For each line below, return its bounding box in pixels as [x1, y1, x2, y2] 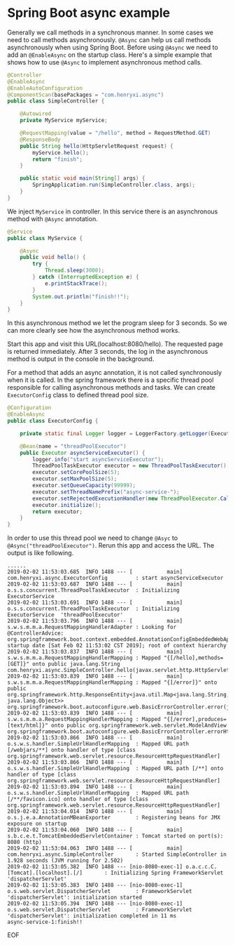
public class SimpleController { [7, 98, 105, 105]
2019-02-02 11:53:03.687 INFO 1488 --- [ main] [7, 581, 183, 588]
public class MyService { [7, 234, 83, 242]
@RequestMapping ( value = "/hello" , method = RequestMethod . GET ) [20, 130, 211, 137]
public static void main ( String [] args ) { [20, 175, 145, 182]
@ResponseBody [20, 136, 61, 143]
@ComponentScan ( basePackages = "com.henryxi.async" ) [7, 91, 164, 98]
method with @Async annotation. [7, 214, 98, 223]
